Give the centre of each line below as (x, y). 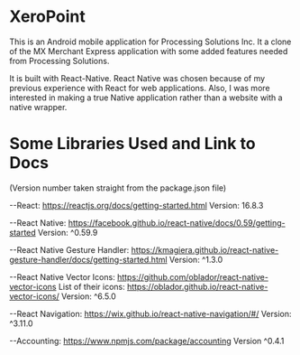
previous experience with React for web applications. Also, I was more (140, 88)
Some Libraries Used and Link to (132, 144)
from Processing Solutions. (59, 61)
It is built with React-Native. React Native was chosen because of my (137, 78)
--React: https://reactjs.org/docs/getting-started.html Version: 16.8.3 (136, 205)
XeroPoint (47, 17)
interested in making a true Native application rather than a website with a (146, 98)
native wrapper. (38, 107)
